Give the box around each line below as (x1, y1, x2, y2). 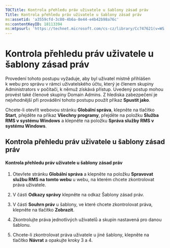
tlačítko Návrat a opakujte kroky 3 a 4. (12, 237, 93, 243)
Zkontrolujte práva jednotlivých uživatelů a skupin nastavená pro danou (12, 216, 162, 223)
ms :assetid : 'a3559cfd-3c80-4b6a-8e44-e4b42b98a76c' (5, 17, 119, 22)
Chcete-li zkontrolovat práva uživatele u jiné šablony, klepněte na (12, 231, 150, 238)
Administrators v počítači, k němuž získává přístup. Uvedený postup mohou (5, 87, 164, 93)
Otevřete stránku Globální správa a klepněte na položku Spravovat (12, 171, 153, 177)
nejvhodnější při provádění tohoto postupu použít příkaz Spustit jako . (5, 97, 151, 103)
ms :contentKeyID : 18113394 (5, 21, 62, 27)
